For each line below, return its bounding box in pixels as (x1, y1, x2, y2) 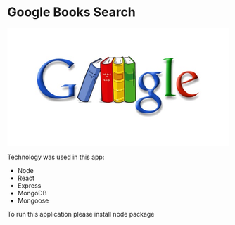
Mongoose (17, 196, 49, 205)
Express (17, 181, 42, 190)
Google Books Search (7, 4, 136, 20)
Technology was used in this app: (7, 153, 105, 161)
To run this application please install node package (7, 210, 155, 218)
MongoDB (17, 188, 47, 197)
